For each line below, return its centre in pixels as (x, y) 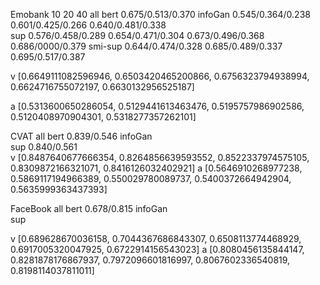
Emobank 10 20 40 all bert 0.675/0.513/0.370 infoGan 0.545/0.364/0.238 (160, 14)
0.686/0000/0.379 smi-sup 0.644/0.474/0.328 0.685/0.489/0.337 (146, 46)
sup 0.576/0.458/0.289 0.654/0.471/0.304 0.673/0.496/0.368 (137, 35)
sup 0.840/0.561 (44, 147)
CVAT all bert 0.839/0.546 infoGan (81, 136)
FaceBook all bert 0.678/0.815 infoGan (89, 208)
